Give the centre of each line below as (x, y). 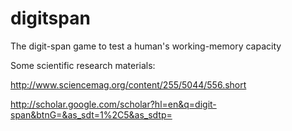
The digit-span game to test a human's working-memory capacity (146, 46)
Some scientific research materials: (83, 65)
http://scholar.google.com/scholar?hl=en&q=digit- (113, 104)
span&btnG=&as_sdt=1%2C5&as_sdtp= (91, 114)
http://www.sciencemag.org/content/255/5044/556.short (128, 84)
